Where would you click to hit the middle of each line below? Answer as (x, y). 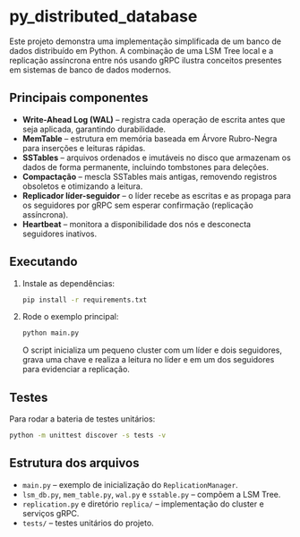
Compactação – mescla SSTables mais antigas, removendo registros (150, 176)
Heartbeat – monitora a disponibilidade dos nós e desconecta (137, 224)
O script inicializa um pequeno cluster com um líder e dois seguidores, (152, 350)
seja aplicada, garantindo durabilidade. (94, 129)
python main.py (51, 333)
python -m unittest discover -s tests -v (88, 436)
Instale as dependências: (68, 283)
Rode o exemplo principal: (70, 317)
